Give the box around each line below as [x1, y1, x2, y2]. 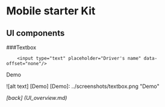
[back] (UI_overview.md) [6, 94, 67, 101]
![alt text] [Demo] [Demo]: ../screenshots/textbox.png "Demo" [6, 82, 160, 90]
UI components [6, 28, 65, 38]
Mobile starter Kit [6, 4, 96, 18]
